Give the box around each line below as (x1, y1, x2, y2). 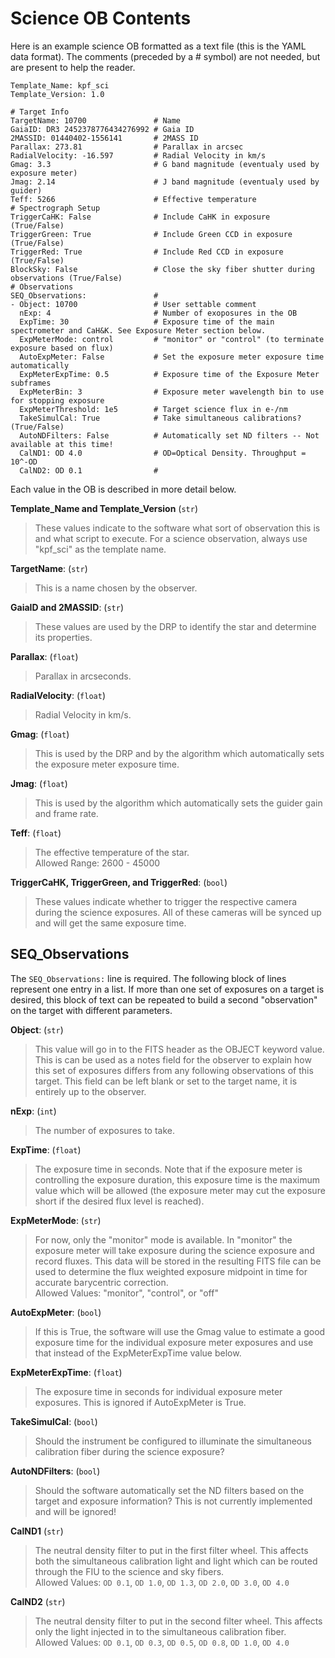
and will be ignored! (34, 1505, 117, 1517)
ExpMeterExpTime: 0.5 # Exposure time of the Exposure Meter (19, 369, 320, 379)
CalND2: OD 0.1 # (19, 465, 159, 476)
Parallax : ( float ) (10, 650, 79, 662)
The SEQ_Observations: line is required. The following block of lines (10, 972, 287, 984)
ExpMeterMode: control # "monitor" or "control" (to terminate (19, 334, 325, 344)
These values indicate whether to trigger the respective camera (34, 895, 298, 907)
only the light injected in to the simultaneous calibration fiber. (34, 1625, 287, 1637)
